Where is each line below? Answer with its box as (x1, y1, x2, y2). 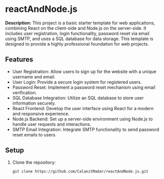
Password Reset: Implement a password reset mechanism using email (12, 84, 156, 90)
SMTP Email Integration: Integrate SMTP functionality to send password (12, 126, 160, 132)
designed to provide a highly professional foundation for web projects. (5, 41, 149, 47)
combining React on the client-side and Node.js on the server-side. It (5, 25, 147, 31)
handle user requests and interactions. (12, 121, 91, 127)
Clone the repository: (12, 159, 56, 165)
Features (5, 56, 33, 64)
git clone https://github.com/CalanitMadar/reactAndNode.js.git (12, 169, 149, 174)
